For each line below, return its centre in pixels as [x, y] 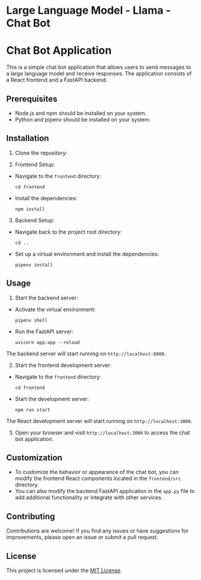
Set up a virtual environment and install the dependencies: [87, 254]
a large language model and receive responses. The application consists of [99, 74]
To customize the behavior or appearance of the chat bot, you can [97, 472]
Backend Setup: [34, 220]
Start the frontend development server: [63, 365]
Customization [34, 457]
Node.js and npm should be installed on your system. [81, 113]
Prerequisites [32, 99]
